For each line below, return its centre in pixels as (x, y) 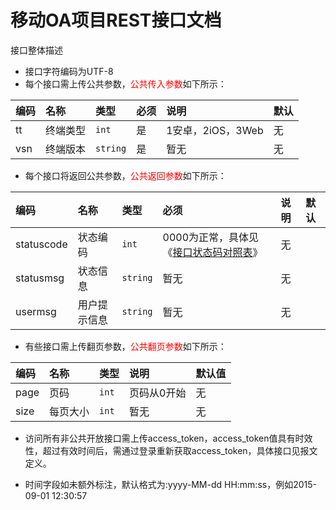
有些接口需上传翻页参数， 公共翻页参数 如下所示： (125, 346)
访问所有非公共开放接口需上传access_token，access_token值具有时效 (168, 438)
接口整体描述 (36, 50)
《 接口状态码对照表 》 (212, 252)
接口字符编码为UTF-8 (69, 71)
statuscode (41, 244)
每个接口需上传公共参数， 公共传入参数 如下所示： (125, 83)
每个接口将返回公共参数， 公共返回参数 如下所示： (125, 175)
